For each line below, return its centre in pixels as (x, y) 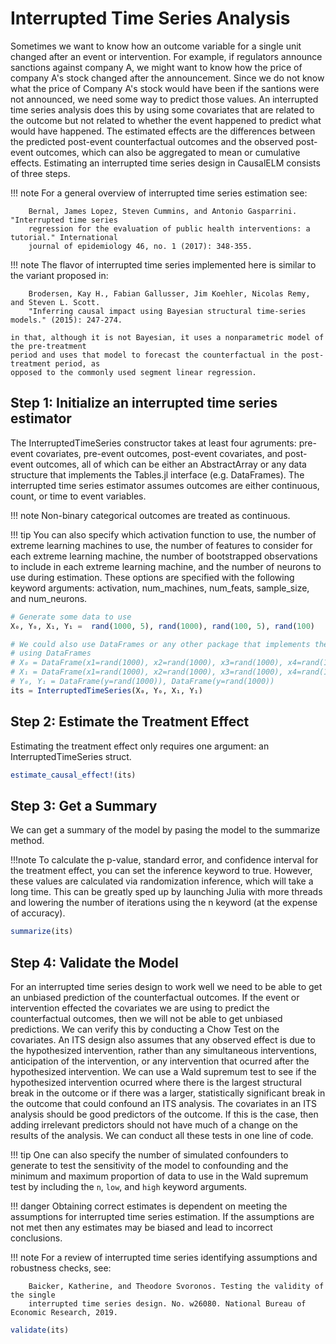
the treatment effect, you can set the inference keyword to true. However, (161, 871)
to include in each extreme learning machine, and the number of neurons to (166, 566)
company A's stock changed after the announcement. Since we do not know (167, 78)
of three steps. (40, 173)
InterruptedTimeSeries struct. (71, 756)
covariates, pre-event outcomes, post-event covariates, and (159, 453)
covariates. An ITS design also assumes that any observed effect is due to (163, 1039)
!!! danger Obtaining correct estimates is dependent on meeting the (149, 1206)
